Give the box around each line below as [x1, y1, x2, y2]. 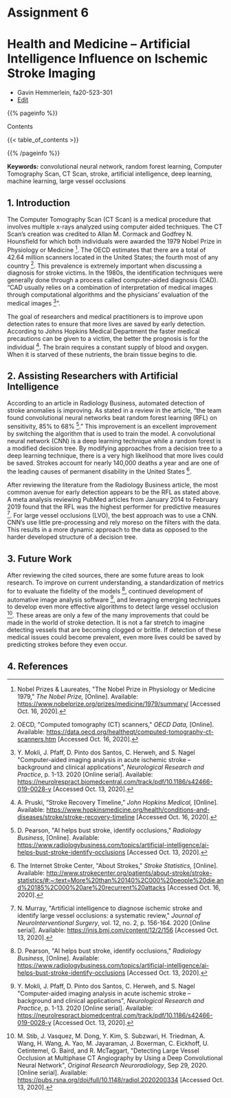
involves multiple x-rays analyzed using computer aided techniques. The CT [7, 222, 223, 231]
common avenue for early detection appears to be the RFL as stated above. [7, 487, 221, 496]
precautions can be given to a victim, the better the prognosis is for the [7, 334, 208, 342]
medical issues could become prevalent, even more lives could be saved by [7, 633, 221, 642]
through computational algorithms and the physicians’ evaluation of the [7, 291, 209, 299]
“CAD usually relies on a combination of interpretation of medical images [7, 284, 213, 292]
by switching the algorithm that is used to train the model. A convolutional [7, 430, 215, 438]
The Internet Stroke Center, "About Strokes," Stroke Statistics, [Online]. [16, 861, 219, 869]
